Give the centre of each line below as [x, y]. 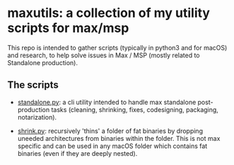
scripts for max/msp [68, 28]
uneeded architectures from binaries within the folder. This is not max [119, 138]
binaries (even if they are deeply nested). [77, 153]
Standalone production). [42, 62]
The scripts [33, 85]
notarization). [37, 117]
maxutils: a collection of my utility [109, 13]
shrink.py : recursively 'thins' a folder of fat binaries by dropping [110, 131]
